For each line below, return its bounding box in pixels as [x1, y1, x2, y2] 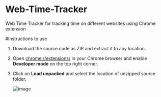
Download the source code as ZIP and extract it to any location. [12, 45, 146, 51]
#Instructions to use [5, 36, 47, 42]
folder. [12, 76, 26, 82]
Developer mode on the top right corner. [12, 60, 98, 67]
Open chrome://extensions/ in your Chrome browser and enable [12, 55, 147, 61]
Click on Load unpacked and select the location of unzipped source [12, 70, 156, 77]
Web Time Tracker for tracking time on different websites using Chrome [5, 20, 156, 26]
